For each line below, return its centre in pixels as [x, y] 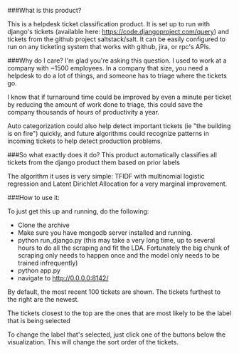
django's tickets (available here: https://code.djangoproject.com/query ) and [118, 32]
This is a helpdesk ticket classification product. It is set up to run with [108, 24]
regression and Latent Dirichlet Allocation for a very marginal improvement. [117, 184]
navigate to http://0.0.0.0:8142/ [63, 278]
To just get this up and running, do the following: [78, 211]
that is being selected [39, 321]
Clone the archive [43, 225]
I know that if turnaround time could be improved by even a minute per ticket [119, 97]
